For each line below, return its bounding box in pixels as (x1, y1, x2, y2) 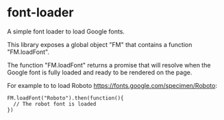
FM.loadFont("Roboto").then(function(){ (7, 94, 125, 102)
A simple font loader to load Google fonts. (7, 27, 125, 35)
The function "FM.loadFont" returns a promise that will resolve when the (7, 61, 211, 69)
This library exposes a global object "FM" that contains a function (7, 40, 192, 48)
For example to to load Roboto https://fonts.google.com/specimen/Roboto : (7, 81, 218, 89)
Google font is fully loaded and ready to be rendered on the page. (7, 68, 192, 76)
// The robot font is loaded (13, 100, 97, 107)
